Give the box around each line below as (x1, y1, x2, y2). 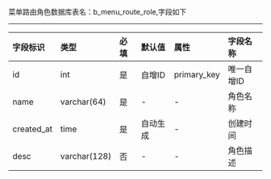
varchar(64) (60, 96, 106, 107)
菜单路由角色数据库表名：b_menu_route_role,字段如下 (8, 7, 187, 16)
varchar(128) (60, 151, 111, 161)
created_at (12, 123, 53, 135)
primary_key (173, 69, 220, 80)
